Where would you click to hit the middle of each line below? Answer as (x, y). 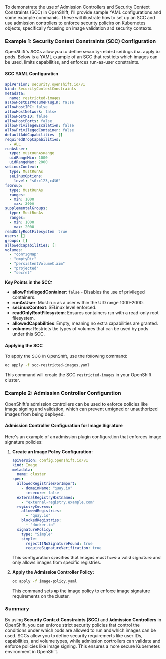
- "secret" (21, 273)
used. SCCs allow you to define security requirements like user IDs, (74, 635)
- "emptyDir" (23, 259)
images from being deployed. (35, 414)
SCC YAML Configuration (32, 73)
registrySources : (35, 507)
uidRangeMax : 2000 (29, 162)
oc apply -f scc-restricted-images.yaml (48, 365)
